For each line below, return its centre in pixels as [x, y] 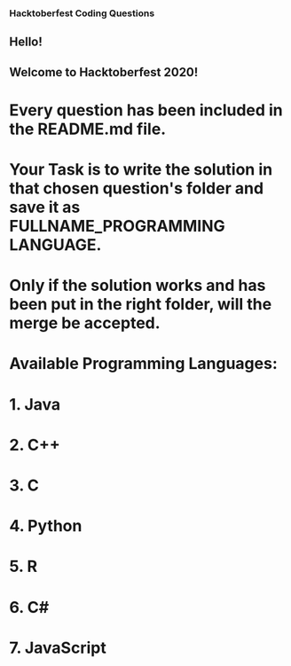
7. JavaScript [58, 648]
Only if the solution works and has [138, 286]
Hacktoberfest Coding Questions [82, 13]
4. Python [46, 526]
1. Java [35, 404]
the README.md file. [88, 129]
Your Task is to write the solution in [141, 170]
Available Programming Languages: [143, 364]
